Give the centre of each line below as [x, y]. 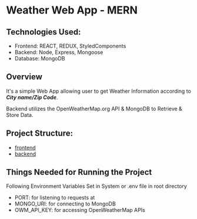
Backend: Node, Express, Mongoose [59, 52]
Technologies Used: [44, 32]
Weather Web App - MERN [72, 10]
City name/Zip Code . [32, 97]
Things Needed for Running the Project [79, 172]
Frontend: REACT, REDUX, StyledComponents [70, 46]
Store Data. [20, 114]
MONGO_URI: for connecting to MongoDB [65, 204]
